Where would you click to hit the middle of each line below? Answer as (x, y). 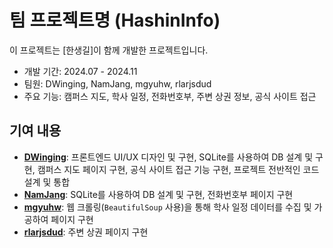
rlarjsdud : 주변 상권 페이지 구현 (86, 232)
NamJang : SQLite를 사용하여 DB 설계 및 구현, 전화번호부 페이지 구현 (158, 194)
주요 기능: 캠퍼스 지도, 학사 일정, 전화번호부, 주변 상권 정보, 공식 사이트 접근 (170, 96)
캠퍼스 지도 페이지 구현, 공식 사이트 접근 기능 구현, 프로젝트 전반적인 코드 (178, 169)
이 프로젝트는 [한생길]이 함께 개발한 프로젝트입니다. (109, 50)
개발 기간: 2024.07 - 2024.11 (80, 71)
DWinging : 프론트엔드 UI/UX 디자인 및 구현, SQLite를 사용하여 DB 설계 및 (168, 157)
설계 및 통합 (47, 182)
